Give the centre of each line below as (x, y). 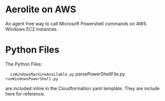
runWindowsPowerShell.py (32, 79)
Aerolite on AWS (41, 9)
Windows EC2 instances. (32, 29)
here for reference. (25, 94)
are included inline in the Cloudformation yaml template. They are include (82, 88)
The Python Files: (24, 64)
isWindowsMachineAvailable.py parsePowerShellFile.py (68, 74)
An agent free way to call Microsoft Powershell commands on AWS (76, 24)
